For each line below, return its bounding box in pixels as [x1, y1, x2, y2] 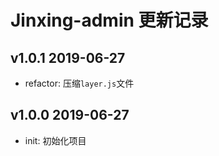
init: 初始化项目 [24, 134, 87, 146]
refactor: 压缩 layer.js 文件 [24, 77, 135, 89]
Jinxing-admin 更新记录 [10, 9, 209, 32]
